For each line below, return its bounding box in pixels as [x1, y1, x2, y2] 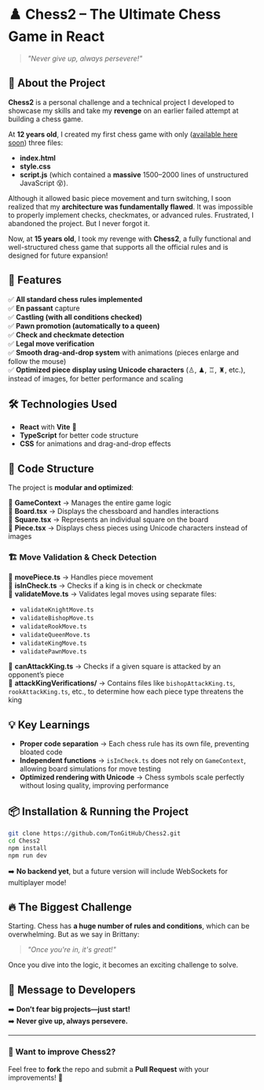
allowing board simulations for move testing [19, 764, 161, 774]
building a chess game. [8, 114, 84, 124]
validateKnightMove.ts [19, 606, 94, 614]
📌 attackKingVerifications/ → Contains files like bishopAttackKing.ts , [8, 679, 236, 688]
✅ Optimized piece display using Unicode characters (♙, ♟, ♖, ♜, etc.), [8, 365, 246, 374]
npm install [8, 844, 47, 852]
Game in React [8, 28, 104, 46]
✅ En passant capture [8, 303, 80, 313]
